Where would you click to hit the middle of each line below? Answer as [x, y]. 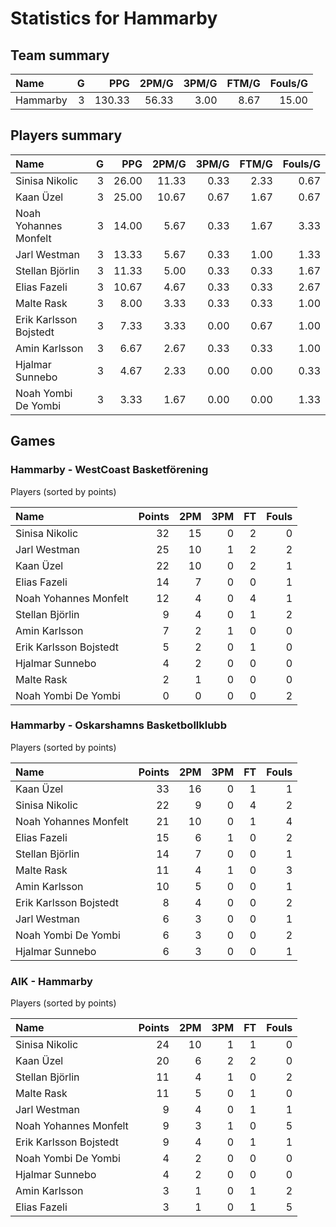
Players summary [66, 135]
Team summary [60, 55]
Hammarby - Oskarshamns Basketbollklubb [118, 725]
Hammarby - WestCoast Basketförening [109, 470]
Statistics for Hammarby [114, 18]
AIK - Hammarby [51, 981]
